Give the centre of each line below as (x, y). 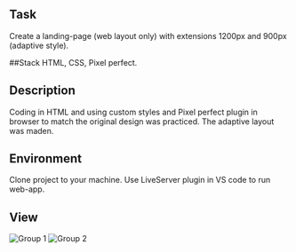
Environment (46, 159)
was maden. (32, 130)
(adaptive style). (39, 45)
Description (42, 91)
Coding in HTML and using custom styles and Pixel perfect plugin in (133, 112)
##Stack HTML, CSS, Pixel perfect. (73, 62)
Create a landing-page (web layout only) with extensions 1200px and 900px (148, 35)
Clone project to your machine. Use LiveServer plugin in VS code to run (140, 180)
